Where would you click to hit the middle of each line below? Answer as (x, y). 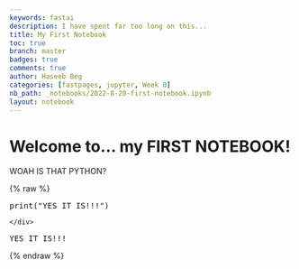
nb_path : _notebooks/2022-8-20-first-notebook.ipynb (110, 93)
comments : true (38, 69)
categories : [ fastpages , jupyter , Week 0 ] (90, 85)
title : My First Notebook (58, 34)
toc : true (28, 43)
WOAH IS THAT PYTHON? (58, 172)
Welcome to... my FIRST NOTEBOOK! (150, 146)
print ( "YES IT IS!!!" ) (59, 206)
